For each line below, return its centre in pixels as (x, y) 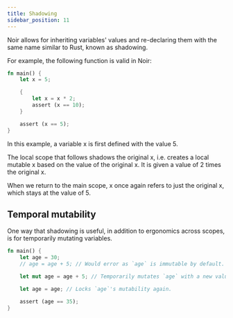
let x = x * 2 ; (54, 99)
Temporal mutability (52, 214)
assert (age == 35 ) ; (49, 301)
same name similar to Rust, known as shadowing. (77, 47)
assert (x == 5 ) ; (45, 124)
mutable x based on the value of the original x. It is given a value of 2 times (114, 164)
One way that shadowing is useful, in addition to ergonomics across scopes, (116, 231)
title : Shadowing (32, 14)
